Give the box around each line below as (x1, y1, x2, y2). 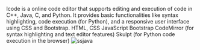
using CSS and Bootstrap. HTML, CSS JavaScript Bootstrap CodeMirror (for (6, 24, 195, 31)
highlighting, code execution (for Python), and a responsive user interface (6, 18, 190, 25)
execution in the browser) (6, 37, 70, 44)
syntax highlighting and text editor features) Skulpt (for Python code (6, 31, 176, 38)
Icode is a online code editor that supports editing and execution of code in (6, 5, 193, 12)
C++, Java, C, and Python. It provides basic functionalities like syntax (6, 11, 179, 19)
